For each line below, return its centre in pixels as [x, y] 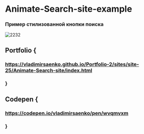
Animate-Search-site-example [69, 9]
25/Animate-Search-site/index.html [49, 70]
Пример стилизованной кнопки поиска [54, 24]
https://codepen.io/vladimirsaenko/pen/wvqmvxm [67, 113]
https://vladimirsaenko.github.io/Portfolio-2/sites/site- [72, 64]
